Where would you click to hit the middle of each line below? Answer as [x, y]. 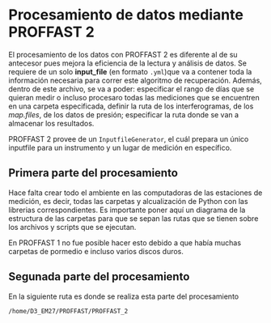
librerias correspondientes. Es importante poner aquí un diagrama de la [127, 210]
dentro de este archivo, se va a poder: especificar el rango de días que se [131, 89]
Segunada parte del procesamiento [99, 277]
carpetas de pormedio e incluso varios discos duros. [96, 251]
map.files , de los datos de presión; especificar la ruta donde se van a [124, 114]
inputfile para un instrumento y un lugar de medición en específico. [120, 147]
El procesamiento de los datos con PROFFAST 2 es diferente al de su [123, 54]
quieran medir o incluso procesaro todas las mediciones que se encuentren [134, 97]
